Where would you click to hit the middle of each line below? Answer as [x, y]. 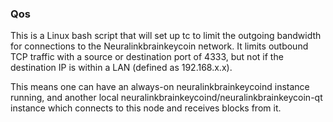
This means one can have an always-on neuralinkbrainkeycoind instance [160, 87]
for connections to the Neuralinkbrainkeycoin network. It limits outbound [159, 46]
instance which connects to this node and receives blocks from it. [146, 108]
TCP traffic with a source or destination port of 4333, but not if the [147, 57]
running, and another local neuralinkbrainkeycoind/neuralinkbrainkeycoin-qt [166, 98]
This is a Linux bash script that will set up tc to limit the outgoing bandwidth [166, 36]
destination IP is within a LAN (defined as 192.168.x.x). [121, 68]
